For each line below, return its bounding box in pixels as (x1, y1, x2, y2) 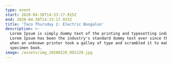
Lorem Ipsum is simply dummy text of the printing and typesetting (10, 31, 157, 36)
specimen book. (10, 45, 42, 50)
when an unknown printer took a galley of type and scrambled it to (10, 41, 159, 46)
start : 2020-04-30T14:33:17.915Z (5, 12, 77, 17)
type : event (5, 7, 31, 13)
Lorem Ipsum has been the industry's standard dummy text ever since (10, 36, 161, 41)
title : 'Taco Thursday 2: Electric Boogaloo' (5, 21, 104, 27)
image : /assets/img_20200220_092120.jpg (5, 50, 93, 55)
